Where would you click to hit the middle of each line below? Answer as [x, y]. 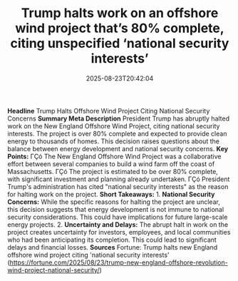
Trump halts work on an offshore [120, 13]
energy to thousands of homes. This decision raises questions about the [113, 141]
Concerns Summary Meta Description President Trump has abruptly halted [119, 118]
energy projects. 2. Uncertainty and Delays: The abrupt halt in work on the [118, 224]
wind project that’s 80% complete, [120, 28]
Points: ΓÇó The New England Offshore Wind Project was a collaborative [114, 156]
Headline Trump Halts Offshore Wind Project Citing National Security [109, 111]
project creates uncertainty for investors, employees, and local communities [119, 232]
